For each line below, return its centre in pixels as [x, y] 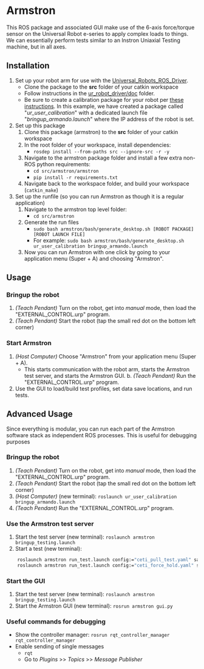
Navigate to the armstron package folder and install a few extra [103, 158]
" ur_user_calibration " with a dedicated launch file [86, 112]
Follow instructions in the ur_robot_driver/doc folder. [90, 93]
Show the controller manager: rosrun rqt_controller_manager [92, 635]
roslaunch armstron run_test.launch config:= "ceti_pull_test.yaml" [104, 560]
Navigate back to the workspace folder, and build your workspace [107, 183]
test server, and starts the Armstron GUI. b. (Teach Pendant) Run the [110, 375]
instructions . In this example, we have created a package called [104, 106]
